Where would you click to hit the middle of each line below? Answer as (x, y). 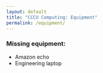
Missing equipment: (36, 44)
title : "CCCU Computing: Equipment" (52, 17)
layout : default (26, 12)
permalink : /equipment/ (36, 23)
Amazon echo (32, 57)
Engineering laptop (38, 63)
